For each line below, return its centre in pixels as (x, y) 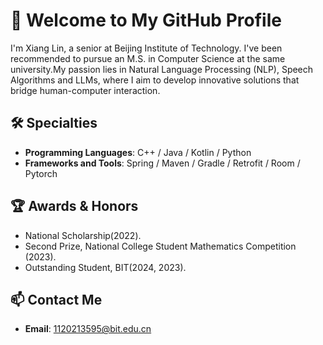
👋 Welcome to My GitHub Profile (146, 20)
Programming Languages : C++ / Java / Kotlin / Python (138, 152)
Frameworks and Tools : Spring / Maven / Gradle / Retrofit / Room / (162, 163)
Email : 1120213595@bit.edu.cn (88, 329)
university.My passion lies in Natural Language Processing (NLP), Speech (162, 69)
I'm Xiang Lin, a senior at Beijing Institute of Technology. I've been (146, 48)
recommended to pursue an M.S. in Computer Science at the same (148, 58)
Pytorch (41, 173)
